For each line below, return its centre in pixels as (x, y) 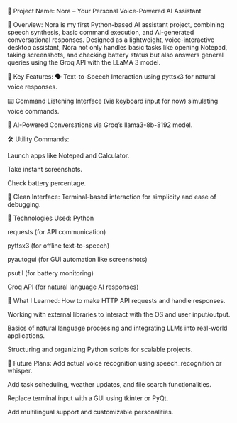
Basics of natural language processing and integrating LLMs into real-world (117, 328)
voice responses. (33, 87)
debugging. (24, 204)
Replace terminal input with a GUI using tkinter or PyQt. (88, 398)
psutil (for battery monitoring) (50, 273)
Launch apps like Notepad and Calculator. (68, 155)
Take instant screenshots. (45, 169)
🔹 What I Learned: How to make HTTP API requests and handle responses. (116, 301)
